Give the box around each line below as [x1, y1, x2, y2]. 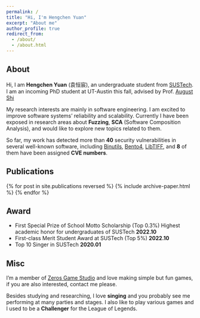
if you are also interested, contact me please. [6, 281, 118, 288]
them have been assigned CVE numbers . [6, 149, 108, 156]
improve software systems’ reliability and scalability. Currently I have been [6, 112, 189, 119]
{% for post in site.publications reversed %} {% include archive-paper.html [6, 182, 190, 189]
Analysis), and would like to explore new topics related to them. [6, 125, 162, 132]
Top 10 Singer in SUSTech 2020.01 [14, 241, 101, 249]
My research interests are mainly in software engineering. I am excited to [6, 105, 186, 113]
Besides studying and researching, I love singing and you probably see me [6, 292, 190, 299]
